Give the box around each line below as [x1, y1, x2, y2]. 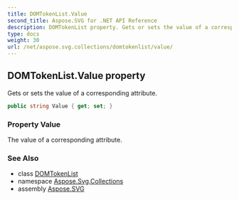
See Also [7, 153, 39, 163]
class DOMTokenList [17, 169, 78, 178]
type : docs [7, 30, 40, 38]
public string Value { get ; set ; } [7, 102, 113, 110]
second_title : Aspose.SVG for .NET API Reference [7, 17, 158, 24]
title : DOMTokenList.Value [7, 10, 87, 18]
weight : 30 [7, 37, 40, 44]
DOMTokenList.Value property [7, 70, 146, 82]
